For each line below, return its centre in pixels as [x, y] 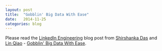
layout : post [19, 10]
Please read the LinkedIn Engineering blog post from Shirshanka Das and [81, 38]
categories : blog [23, 24]
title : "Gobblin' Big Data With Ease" [47, 14]
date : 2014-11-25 [26, 19]
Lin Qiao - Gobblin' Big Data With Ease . [46, 43]
